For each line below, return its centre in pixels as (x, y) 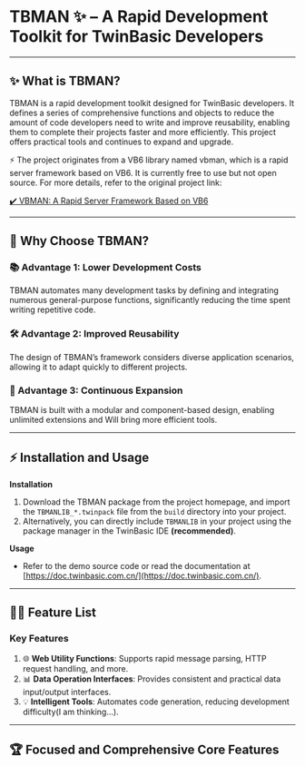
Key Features (39, 639)
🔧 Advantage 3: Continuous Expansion (96, 390)
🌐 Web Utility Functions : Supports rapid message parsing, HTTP (144, 658)
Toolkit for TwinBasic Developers (137, 37)
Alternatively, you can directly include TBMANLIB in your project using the (157, 521)
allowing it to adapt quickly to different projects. (98, 367)
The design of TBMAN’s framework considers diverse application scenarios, (152, 357)
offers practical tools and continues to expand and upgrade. (122, 142)
